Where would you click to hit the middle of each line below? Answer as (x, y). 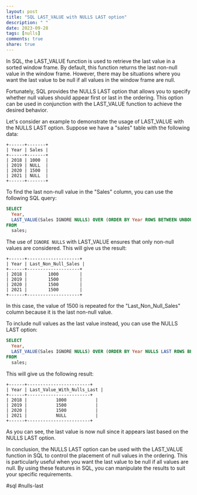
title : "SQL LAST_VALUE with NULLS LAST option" (67, 17)
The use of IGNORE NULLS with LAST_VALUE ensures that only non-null (90, 242)
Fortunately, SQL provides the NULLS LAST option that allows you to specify (98, 91)
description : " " (27, 22)
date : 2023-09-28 (27, 28)
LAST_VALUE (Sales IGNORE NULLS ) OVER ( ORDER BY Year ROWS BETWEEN (94, 220)
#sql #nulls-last (25, 486)
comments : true (25, 39)
